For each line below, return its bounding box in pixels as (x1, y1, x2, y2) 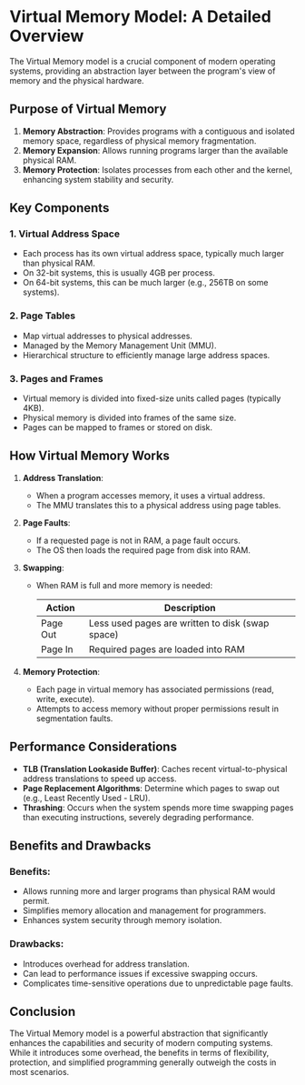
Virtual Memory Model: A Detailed (9, 6, 272, 27)
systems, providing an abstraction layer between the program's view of (9, 65, 276, 76)
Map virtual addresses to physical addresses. (22, 330, 193, 341)
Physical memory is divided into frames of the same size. (22, 412, 237, 424)
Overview (9, 25, 84, 46)
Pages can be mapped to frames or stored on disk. (22, 422, 213, 433)
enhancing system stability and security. (22, 174, 174, 185)
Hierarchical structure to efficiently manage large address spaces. (22, 349, 271, 360)
